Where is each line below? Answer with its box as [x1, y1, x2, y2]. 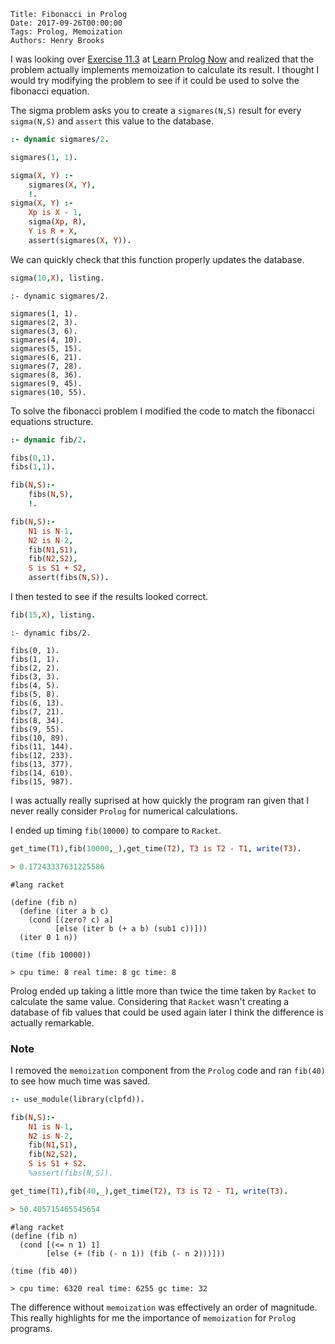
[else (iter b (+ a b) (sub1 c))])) [54, 923, 208, 934]
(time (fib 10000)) [10, 950, 92, 960]
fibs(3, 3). [10, 671, 60, 682]
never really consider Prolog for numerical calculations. [10, 805, 238, 817]
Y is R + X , [28, 226, 78, 236]
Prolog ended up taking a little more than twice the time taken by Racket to [10, 985, 317, 997]
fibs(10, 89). [10, 733, 70, 743]
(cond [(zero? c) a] [28, 915, 114, 925]
